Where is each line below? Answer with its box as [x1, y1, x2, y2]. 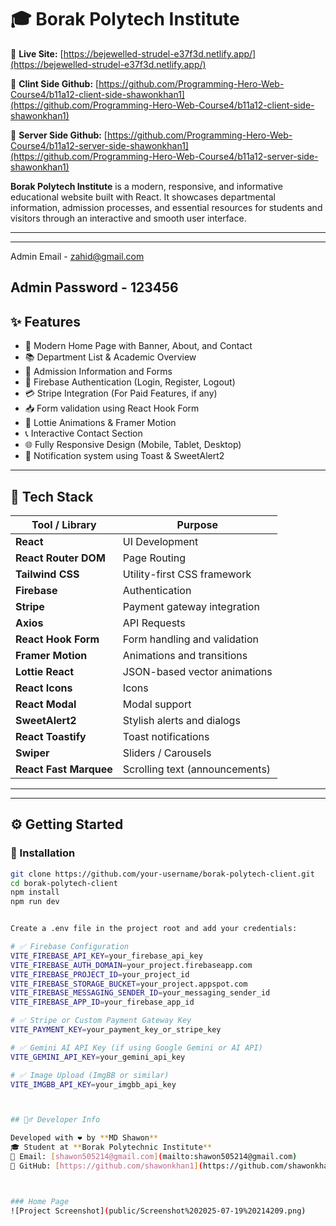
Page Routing [122, 551, 186, 565]
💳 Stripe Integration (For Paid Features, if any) [24, 387, 218, 400]
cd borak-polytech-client [10, 878, 118, 888]
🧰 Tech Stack [10, 488, 94, 505]
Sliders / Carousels [122, 746, 212, 760]
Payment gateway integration [122, 599, 260, 613]
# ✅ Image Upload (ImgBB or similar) [10, 1070, 170, 1080]
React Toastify [15, 729, 87, 743]
